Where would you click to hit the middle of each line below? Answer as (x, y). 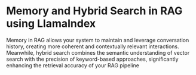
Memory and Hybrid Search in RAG (94, 11)
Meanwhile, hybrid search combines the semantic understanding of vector (98, 52)
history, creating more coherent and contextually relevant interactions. (93, 46)
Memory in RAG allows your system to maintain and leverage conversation (98, 40)
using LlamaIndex (51, 24)
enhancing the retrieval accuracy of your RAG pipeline (73, 65)
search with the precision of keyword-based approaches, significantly (92, 59)
